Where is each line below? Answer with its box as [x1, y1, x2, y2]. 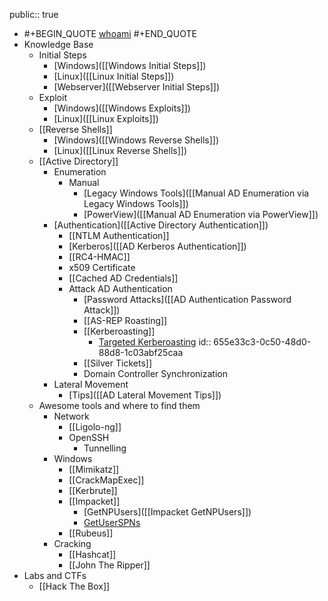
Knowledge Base [23, 39, 94, 50]
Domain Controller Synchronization [83, 368, 228, 379]
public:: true [9, 9, 59, 20]
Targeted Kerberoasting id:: [98, 336, 212, 348]
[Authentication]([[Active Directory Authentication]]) [53, 219, 269, 231]
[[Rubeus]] [68, 527, 114, 539]
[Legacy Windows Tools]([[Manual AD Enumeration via [83, 187, 310, 199]
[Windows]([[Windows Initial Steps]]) [53, 60, 207, 71]
